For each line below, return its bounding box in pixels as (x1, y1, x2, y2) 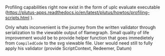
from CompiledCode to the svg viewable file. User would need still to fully (5, 40, 153, 46)
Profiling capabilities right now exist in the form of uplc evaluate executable (5, 4, 160, 10)
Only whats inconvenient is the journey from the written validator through (5, 24, 156, 30)
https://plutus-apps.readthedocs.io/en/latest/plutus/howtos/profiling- (6, 9, 150, 15)
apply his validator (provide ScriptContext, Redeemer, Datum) (5, 46, 132, 51)
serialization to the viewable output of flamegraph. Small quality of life (5, 30, 149, 35)
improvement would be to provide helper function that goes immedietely (5, 35, 154, 41)
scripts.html (5, 15, 30, 20)
